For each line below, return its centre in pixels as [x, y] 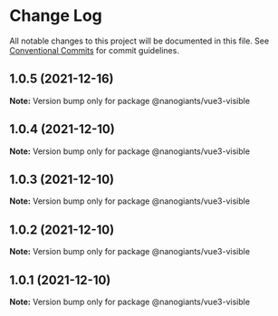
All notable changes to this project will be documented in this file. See [139, 41]
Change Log [56, 16]
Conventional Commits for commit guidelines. [94, 50]
